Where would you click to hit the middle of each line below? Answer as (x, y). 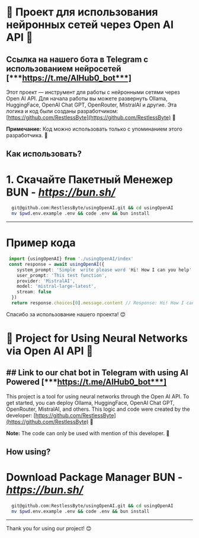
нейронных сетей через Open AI (90, 25)
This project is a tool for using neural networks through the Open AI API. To (98, 396)
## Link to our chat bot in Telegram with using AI (97, 373)
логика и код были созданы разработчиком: (62, 111)
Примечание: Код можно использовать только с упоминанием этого (94, 129)
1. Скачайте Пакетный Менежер (90, 179)
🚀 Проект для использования (82, 12)
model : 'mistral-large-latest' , (57, 287)
